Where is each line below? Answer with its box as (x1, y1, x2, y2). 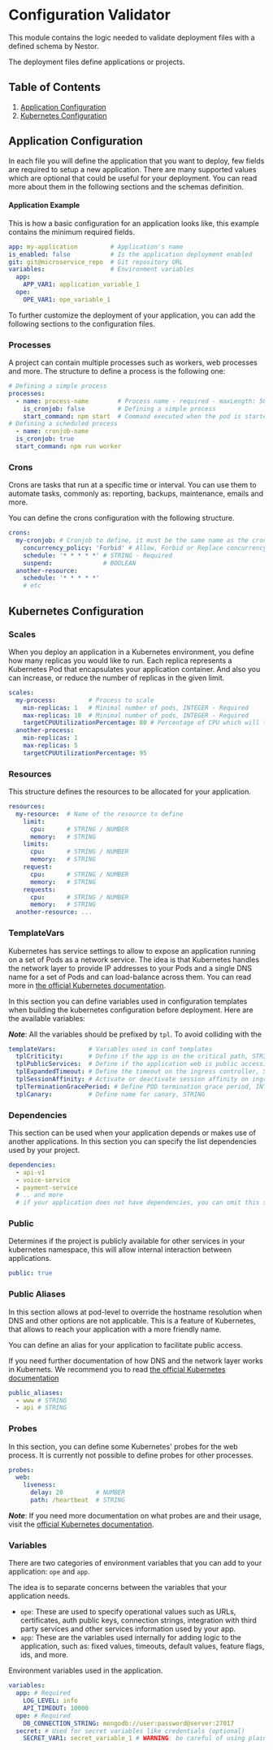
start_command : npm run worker (15, 443, 122, 451)
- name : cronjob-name (15, 427, 89, 435)
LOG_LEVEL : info (23, 1696, 79, 1705)
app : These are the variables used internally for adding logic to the (19, 1633, 241, 1643)
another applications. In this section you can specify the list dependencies (8, 1136, 258, 1146)
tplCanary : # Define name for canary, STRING (15, 1090, 206, 1098)
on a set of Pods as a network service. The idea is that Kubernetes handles (8, 955, 260, 964)
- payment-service (15, 1184, 79, 1192)
